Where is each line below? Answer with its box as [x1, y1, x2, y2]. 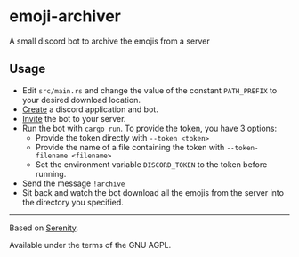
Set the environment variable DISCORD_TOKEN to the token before [35, 158, 268, 170]
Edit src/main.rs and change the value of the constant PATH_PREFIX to [21, 84, 278, 95]
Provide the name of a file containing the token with [35, 141, 225, 152]
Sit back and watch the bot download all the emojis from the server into [21, 187, 285, 197]
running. [35, 168, 67, 179]
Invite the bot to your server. [21, 113, 126, 124]
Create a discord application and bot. [21, 104, 158, 115]
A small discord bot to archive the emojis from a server [9, 36, 211, 46]
